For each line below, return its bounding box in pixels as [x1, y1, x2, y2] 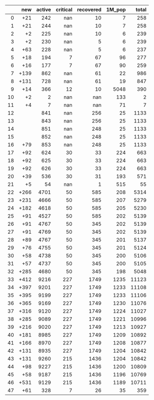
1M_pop [106, 6, 126, 13]
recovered [77, 6, 102, 13]
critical [55, 6, 72, 13]
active [36, 6, 51, 13]
